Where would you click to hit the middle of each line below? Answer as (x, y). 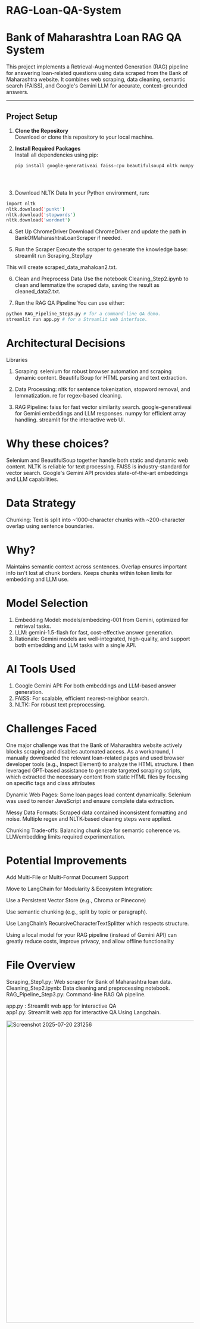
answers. (17, 92)
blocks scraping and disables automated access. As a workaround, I (90, 751)
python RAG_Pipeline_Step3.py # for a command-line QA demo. (84, 314)
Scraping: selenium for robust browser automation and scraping (93, 371)
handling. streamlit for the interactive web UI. (70, 420)
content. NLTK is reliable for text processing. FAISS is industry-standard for (98, 466)
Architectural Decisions (66, 343)
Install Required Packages (48, 148)
